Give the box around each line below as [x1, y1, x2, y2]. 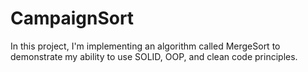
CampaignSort [10, 7, 135, 30]
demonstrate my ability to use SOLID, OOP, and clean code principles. [10, 50, 298, 62]
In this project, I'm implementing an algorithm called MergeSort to [10, 40, 281, 52]
